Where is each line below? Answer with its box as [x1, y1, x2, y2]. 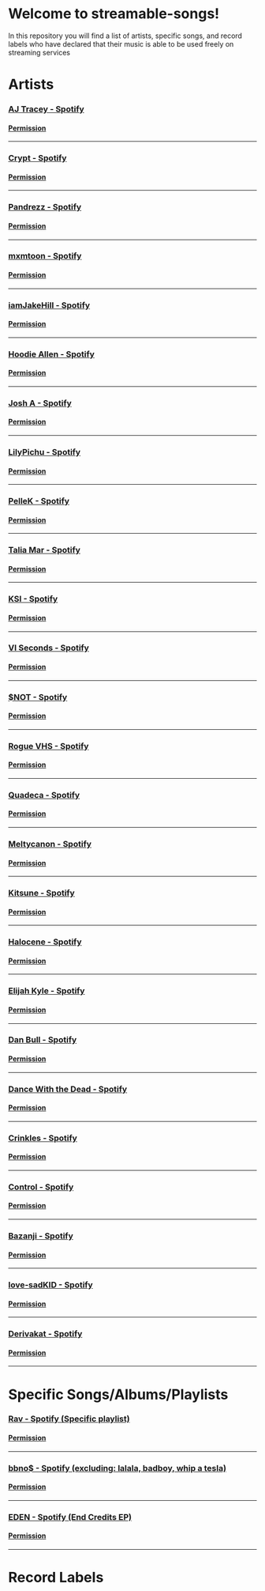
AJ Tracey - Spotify [8, 104, 84, 115]
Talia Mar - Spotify [8, 545, 81, 556]
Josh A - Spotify [8, 397, 73, 408]
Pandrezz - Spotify [8, 202, 82, 213]
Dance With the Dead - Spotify [8, 1083, 128, 1094]
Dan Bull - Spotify [8, 1034, 77, 1045]
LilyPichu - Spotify [8, 446, 81, 457]
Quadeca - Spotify [8, 789, 80, 800]
